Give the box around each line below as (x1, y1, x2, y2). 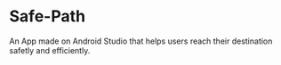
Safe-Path (9, 6, 86, 27)
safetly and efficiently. (9, 45, 91, 55)
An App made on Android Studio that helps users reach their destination (9, 36, 273, 46)
